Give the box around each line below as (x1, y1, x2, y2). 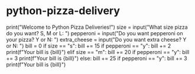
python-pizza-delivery (6, 4, 120, 18)
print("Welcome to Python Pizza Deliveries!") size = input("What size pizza (6, 23, 188, 31)
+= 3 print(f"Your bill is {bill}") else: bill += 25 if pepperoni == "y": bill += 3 (6, 55, 187, 62)
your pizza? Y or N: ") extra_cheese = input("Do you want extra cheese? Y (6, 36, 187, 43)
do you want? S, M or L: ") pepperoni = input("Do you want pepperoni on (6, 29, 183, 36)
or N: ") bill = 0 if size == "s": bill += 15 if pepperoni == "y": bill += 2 (6, 42, 171, 49)
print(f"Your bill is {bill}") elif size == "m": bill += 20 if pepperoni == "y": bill (6, 48, 190, 55)
